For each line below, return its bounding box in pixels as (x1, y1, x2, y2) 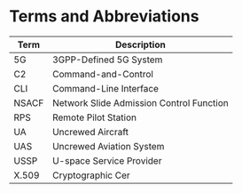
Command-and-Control (51, 68, 153, 80)
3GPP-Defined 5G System (51, 53, 163, 66)
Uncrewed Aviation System (51, 140, 165, 152)
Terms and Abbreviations (9, 6, 199, 27)
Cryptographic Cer (51, 169, 130, 181)
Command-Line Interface (51, 82, 160, 94)
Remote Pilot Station (51, 111, 137, 124)
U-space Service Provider (51, 154, 162, 166)
